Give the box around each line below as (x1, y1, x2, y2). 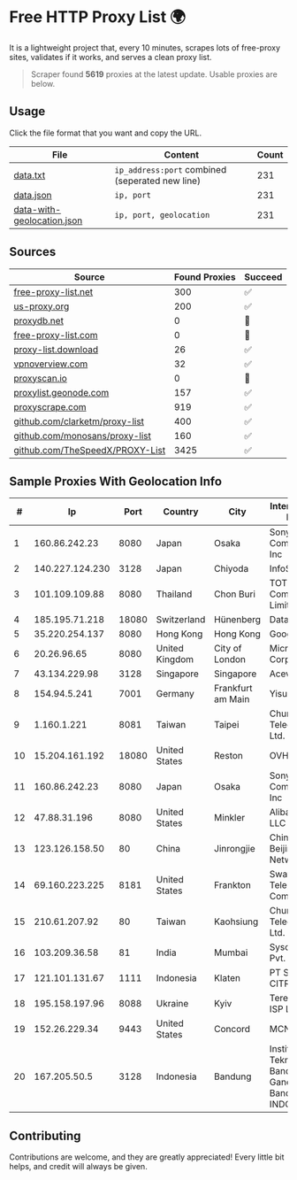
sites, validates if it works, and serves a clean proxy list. (9, 51, 212, 62)
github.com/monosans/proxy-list (13, 429, 152, 442)
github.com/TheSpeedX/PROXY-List (13, 443, 166, 456)
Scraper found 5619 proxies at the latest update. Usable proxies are (30, 68, 278, 80)
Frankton (213, 879, 252, 891)
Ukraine (156, 998, 189, 1010)
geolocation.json (13, 214, 83, 227)
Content (164, 148, 200, 160)
